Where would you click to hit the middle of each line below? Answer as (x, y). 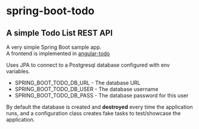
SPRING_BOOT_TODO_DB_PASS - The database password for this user (102, 95)
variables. (18, 71)
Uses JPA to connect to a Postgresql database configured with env (88, 65)
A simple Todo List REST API (59, 33)
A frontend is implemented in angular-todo (58, 54)
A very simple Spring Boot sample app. (54, 47)
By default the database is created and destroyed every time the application (99, 107)
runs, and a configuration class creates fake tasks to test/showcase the (94, 113)
